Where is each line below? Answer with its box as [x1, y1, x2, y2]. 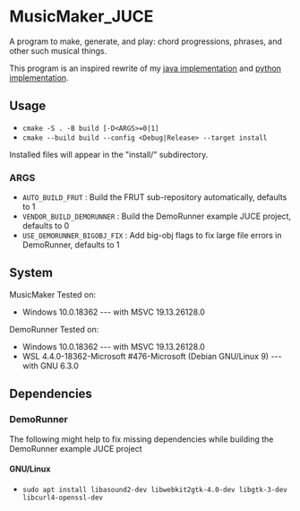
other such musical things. [9, 45, 107, 56]
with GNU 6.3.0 [21, 360, 79, 371]
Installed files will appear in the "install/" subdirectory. [9, 149, 209, 160]
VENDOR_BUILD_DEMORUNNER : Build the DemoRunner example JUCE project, [21, 211, 292, 221]
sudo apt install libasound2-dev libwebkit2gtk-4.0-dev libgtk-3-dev [21, 485, 288, 494]
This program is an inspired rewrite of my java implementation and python [9, 63, 282, 74]
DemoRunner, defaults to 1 [21, 239, 120, 250]
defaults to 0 [21, 221, 70, 231]
